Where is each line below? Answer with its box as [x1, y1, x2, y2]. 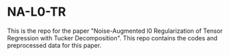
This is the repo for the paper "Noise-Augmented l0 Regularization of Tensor [7, 27, 223, 35]
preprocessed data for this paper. [7, 41, 101, 49]
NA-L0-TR [7, 4, 66, 20]
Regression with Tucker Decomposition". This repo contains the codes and [7, 33, 218, 42]
